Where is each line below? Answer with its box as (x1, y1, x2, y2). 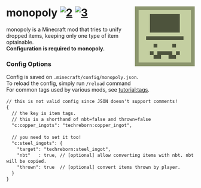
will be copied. (6, 159, 47, 165)
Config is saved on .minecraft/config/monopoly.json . (6, 74, 139, 81)
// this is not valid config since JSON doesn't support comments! (6, 99, 178, 105)
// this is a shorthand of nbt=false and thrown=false (11, 117, 151, 123)
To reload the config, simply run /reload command (6, 80, 131, 87)
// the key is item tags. (11, 111, 77, 117)
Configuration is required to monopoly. (6, 45, 105, 52)
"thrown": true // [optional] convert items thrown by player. (17, 165, 181, 171)
